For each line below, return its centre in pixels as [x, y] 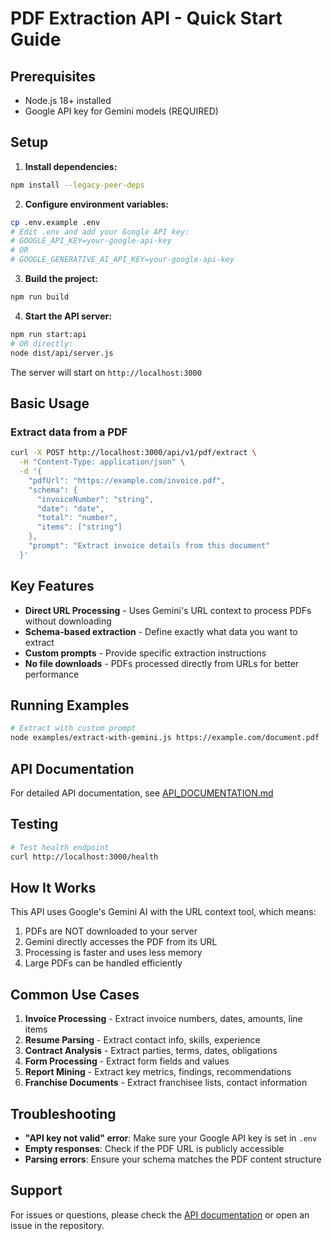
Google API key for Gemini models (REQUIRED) [121, 111]
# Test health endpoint [60, 847]
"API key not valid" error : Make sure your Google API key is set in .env [171, 1138]
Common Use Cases [75, 994]
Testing [34, 824]
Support [36, 1190]
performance [52, 674]
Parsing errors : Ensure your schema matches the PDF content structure [173, 1159]
